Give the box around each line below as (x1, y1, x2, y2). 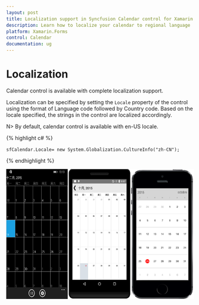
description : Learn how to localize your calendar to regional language (6, 22, 191, 28)
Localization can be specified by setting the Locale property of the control (6, 98, 188, 105)
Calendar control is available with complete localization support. (6, 87, 164, 94)
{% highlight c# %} (6, 134, 53, 141)
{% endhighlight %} (6, 157, 55, 164)
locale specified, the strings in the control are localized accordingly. (6, 111, 173, 119)
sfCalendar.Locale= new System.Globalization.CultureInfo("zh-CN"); (6, 147, 180, 152)
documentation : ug (6, 41, 52, 47)
